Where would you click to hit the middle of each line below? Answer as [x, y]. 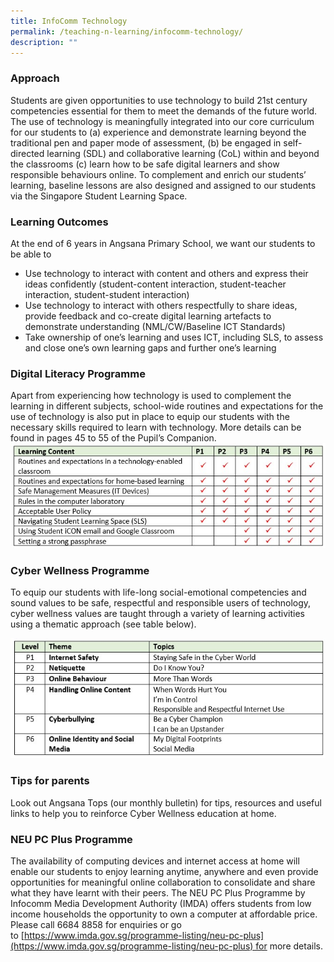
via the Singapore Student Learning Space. [99, 196]
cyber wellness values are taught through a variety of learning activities [157, 614]
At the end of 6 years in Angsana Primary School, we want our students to [163, 243]
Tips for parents [50, 781]
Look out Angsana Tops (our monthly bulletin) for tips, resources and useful [166, 802]
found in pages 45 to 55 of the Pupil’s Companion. [113, 438]
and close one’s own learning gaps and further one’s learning [150, 347]
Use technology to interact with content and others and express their [166, 273]
